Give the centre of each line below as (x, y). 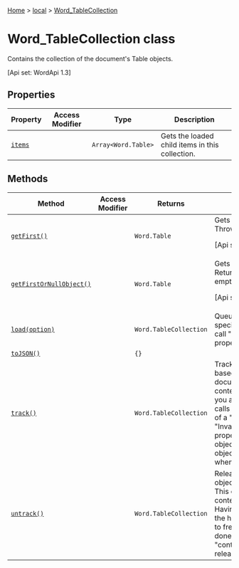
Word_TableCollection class (91, 39)
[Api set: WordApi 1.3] (39, 72)
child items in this (190, 144)
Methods (28, 179)
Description (194, 119)
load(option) (33, 329)
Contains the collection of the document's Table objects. (90, 58)
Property (26, 119)
